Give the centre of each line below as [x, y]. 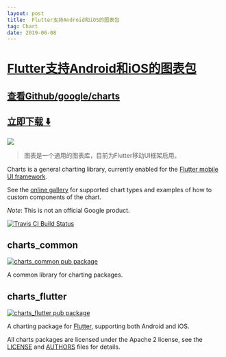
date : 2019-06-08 [32, 33]
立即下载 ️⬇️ [29, 122]
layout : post [26, 13]
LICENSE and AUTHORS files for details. [64, 347]
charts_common [43, 245]
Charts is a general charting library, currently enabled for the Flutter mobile [113, 169]
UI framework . [27, 176]
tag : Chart [23, 26]
